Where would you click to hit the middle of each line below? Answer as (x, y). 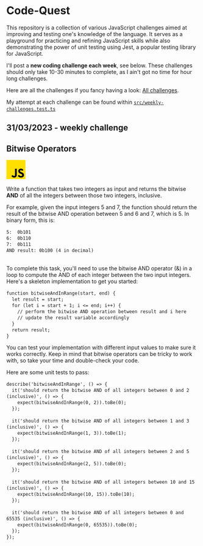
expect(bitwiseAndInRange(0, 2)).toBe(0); (72, 403)
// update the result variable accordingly (73, 318)
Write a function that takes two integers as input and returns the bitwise (96, 189)
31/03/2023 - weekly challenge (67, 128)
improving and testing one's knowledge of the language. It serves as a (94, 34)
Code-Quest (38, 11)
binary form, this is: (30, 220)
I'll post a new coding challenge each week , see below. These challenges (100, 65)
